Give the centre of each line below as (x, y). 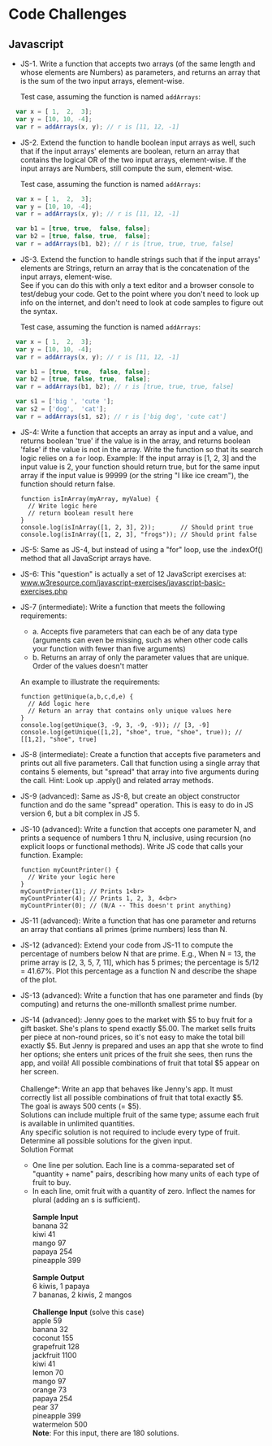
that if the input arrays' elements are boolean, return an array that (130, 150)
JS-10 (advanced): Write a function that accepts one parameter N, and (138, 829)
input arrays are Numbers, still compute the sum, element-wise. (127, 168)
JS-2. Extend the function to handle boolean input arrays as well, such (138, 142)
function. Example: (52, 855)
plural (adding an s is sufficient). (86, 1200)
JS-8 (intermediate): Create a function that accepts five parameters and (140, 754)
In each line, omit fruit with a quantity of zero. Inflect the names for (144, 1191)
